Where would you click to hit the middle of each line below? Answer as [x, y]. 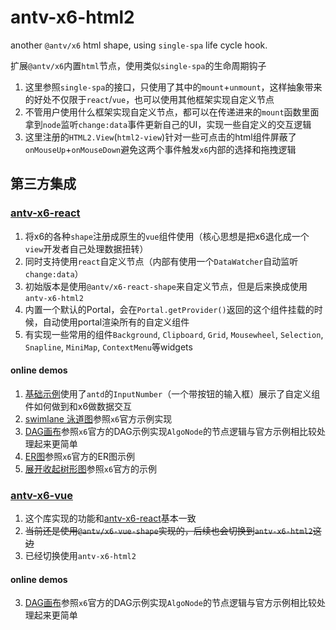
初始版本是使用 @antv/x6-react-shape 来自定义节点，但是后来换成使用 [166, 286]
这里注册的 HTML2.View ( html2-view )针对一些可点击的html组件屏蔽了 [160, 137]
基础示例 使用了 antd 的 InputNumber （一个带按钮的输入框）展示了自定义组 [172, 393]
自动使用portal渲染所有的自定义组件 [116, 322]
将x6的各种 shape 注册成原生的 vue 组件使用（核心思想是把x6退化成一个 [167, 236]
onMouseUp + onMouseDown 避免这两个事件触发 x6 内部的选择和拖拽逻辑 [160, 149]
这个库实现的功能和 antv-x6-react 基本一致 [110, 518]
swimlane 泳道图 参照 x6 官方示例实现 [98, 418]
